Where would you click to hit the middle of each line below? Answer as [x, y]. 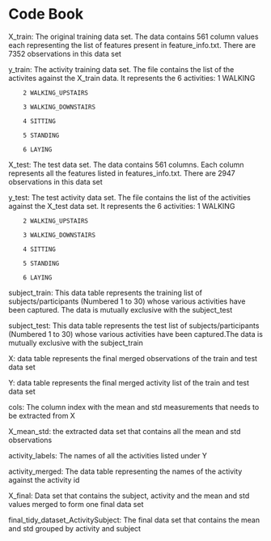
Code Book [46, 14]
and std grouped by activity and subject [75, 528]
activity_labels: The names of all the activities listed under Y [108, 455]
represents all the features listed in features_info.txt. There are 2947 [122, 173]
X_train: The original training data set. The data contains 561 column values [133, 36]
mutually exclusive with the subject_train [76, 343]
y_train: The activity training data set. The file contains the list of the [121, 69]
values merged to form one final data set [76, 504]
